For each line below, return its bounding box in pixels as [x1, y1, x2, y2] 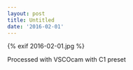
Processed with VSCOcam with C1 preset [7, 55, 126, 64]
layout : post [7, 10, 45, 17]
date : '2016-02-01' [7, 23, 64, 30]
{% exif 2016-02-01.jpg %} [7, 42, 85, 51]
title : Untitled [7, 17, 55, 24]
